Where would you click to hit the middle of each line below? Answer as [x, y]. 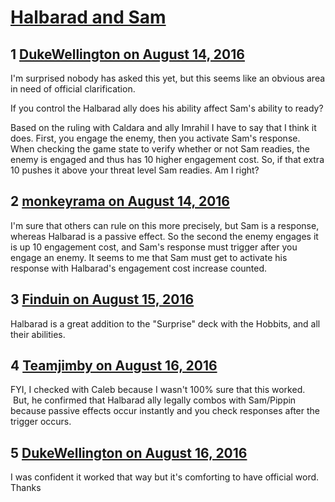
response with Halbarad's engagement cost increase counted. [139, 268]
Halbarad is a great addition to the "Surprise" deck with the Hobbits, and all [165, 323]
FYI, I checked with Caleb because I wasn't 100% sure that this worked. [158, 390]
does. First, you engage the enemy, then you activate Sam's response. [155, 138]
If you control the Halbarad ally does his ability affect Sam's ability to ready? [167, 108]
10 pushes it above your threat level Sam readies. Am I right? [135, 170]
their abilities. [38, 334]
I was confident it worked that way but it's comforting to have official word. [165, 477]
